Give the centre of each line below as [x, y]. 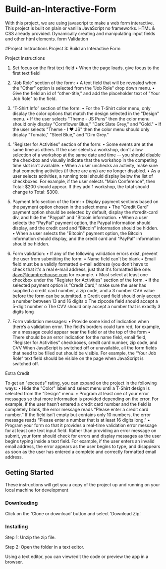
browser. [14, 562]
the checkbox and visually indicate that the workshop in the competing [84, 160]
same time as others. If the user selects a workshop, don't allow [78, 149]
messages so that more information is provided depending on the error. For [82, 399]
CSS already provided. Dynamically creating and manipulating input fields [80, 33]
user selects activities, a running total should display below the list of [83, 176]
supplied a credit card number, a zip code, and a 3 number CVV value [83, 290]
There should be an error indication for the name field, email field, [80, 337]
